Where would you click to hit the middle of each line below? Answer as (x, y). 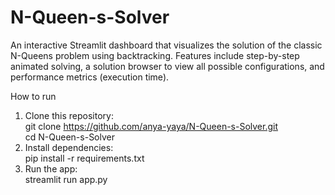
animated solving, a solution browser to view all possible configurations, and (167, 66)
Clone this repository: (69, 115)
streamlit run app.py (66, 179)
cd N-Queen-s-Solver (70, 137)
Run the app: (51, 168)
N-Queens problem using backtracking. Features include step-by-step (155, 55)
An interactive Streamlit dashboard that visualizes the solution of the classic (166, 45)
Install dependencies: (69, 147)
